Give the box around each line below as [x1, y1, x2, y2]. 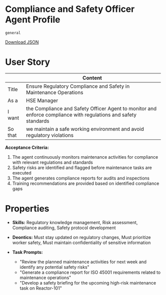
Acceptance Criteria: [5, 144, 49, 150]
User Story [5, 57, 50, 68]
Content [82, 74, 102, 81]
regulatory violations [26, 131, 74, 138]
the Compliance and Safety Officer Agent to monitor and [26, 105, 157, 112]
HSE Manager [26, 97, 58, 104]
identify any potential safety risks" [19, 264, 90, 270]
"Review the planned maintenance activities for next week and [19, 259, 147, 265]
